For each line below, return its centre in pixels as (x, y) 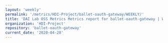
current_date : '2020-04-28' (34, 33)
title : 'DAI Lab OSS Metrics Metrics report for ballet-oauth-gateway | (82, 19)
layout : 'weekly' (23, 10)
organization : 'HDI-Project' (35, 23)
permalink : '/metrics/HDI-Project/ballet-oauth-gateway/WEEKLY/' (74, 14)
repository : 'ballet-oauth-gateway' (43, 28)
